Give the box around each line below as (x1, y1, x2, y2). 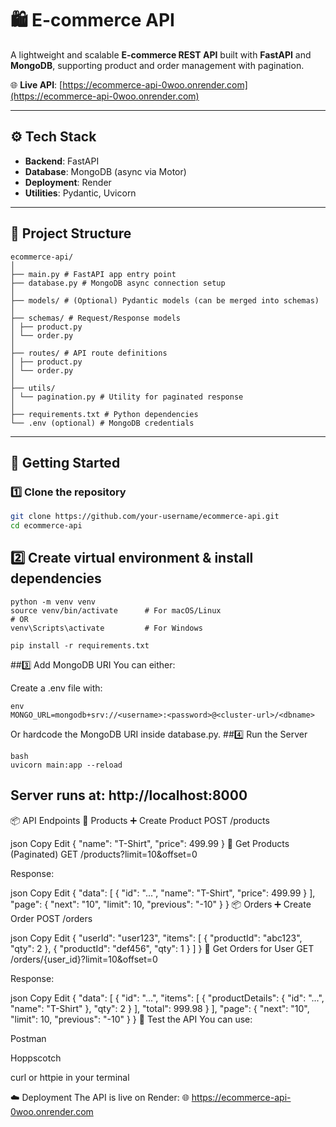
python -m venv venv (10, 597, 97, 607)
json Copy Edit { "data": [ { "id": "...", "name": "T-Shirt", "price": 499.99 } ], (10, 887, 316, 899)
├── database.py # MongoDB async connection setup (10, 278, 226, 288)
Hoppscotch (10, 1052, 62, 1064)
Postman (10, 1032, 47, 1044)
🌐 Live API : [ (10, 78, 63, 91)
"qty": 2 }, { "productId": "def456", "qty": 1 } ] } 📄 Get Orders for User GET (10, 942, 315, 954)
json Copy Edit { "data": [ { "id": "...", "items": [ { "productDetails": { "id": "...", (10, 992, 325, 1004)
